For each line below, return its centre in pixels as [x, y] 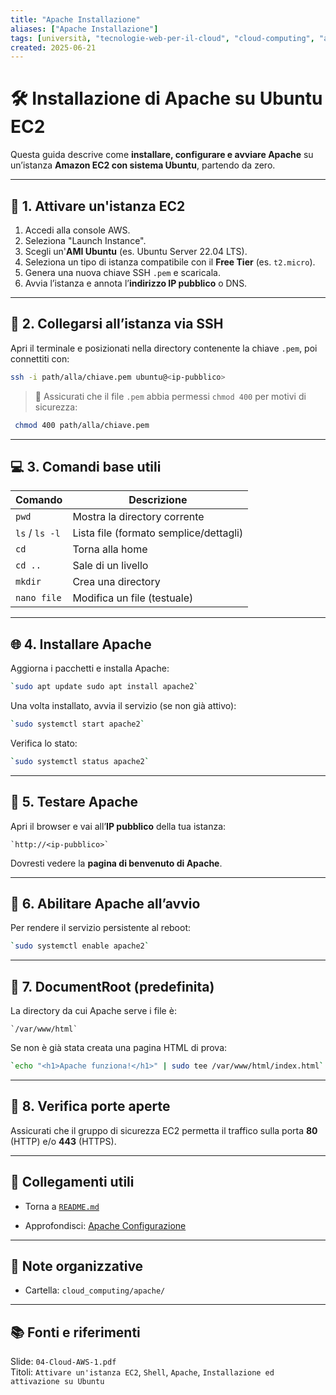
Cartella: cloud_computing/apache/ [95, 1290]
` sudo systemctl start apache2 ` [77, 724]
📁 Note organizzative [77, 1266]
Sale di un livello [110, 566]
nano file [38, 598]
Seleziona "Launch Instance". [85, 240]
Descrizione [158, 500]
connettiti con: [40, 358]
